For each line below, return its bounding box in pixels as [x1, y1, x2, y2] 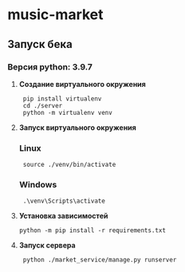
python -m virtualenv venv [22, 108, 112, 116]
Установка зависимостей [18, 211, 108, 221]
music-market [7, 6, 104, 24]
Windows [18, 179, 57, 191]
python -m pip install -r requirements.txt [18, 227, 167, 235]
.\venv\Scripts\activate [22, 197, 105, 205]
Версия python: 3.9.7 [7, 61, 93, 73]
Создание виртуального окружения [18, 79, 147, 89]
